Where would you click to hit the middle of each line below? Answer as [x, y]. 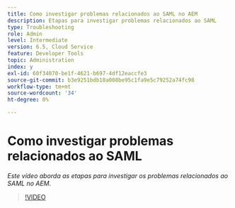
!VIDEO [35, 197]
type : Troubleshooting [41, 27]
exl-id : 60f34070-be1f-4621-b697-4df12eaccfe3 [77, 73]
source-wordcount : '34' [42, 93]
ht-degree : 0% [28, 100]
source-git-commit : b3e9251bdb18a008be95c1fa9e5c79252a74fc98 [101, 80]
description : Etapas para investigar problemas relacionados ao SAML [112, 21]
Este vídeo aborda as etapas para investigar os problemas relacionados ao [118, 175]
